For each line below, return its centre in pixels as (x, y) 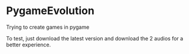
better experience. (29, 45)
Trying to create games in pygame (48, 27)
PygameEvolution (50, 11)
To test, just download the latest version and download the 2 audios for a (95, 38)
